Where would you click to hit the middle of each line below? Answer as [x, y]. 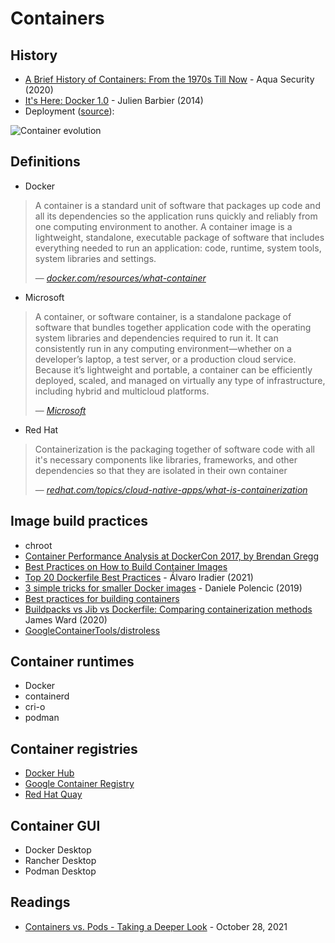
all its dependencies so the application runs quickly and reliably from [176, 216]
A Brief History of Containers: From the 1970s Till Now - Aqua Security [169, 79]
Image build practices [79, 521]
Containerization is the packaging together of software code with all [174, 449]
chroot [38, 545]
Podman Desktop [60, 871]
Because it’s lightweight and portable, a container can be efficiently [173, 369]
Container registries [74, 748]
